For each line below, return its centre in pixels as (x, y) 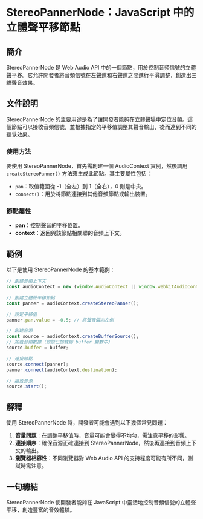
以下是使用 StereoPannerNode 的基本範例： (61, 269)
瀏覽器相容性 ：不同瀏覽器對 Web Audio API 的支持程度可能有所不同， (101, 458)
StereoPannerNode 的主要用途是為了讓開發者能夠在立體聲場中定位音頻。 (97, 119)
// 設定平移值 (22, 314)
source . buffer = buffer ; (37, 348)
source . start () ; (27, 386)
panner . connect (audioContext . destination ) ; (62, 370)
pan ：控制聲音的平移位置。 (49, 225)
